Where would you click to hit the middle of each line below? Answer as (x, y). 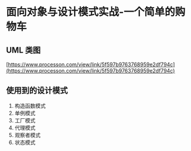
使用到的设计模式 (37, 90)
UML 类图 (23, 50)
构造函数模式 (30, 105)
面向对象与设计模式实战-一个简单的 (91, 12)
